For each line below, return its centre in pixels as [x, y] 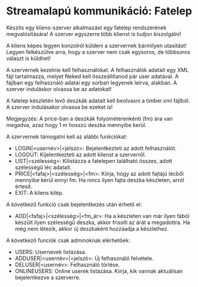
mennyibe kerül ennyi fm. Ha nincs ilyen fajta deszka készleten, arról [99, 180]
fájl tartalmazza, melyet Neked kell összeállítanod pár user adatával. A [92, 76]
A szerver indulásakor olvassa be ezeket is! [60, 107]
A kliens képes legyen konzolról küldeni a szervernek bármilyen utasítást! [97, 46]
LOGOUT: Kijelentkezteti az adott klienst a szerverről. [80, 155]
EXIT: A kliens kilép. [39, 192]
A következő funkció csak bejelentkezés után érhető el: [74, 204]
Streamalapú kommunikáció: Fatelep [99, 11]
